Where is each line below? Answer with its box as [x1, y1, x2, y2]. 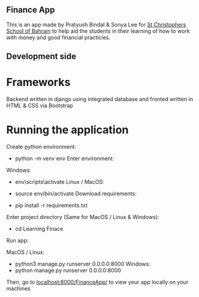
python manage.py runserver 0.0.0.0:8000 [15, 267, 122, 274]
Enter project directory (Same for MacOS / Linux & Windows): [6, 214, 160, 221]
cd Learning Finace [15, 225, 64, 232]
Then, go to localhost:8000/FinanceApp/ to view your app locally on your [6, 278, 189, 286]
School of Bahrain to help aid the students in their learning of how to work [6, 27, 191, 34]
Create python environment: [6, 143, 77, 151]
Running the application [6, 123, 129, 137]
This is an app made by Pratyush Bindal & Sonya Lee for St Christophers [6, 21, 186, 28]
